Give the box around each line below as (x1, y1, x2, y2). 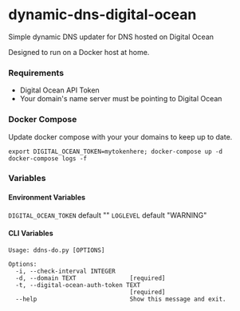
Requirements (8, 67, 65, 78)
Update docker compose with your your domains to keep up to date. (8, 132, 233, 141)
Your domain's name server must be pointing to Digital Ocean (19, 94, 222, 104)
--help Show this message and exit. (15, 295, 226, 303)
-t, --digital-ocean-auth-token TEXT (15, 281, 141, 289)
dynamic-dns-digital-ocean (8, 6, 197, 24)
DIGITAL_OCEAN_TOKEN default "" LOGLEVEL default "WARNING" (8, 210, 207, 220)
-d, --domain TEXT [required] (15, 274, 166, 282)
